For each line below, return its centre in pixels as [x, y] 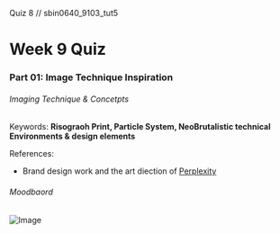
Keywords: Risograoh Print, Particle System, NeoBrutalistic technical [140, 127]
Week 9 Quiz [58, 49]
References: [32, 154]
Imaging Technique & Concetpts [69, 99]
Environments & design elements [72, 136]
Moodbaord [32, 192]
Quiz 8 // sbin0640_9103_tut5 [64, 13]
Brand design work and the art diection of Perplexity [119, 171]
